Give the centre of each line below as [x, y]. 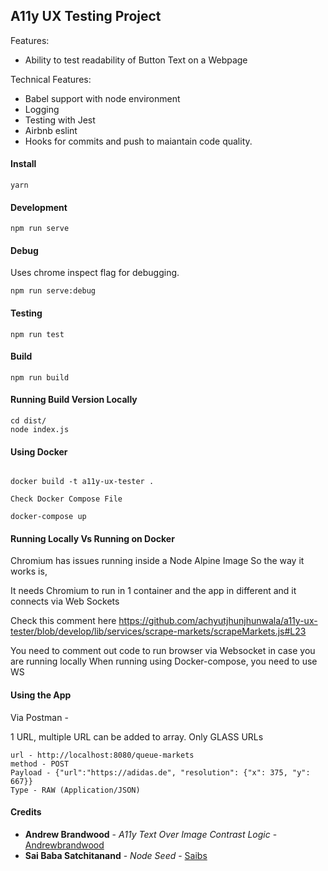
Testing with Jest [60, 120]
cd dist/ [28, 421]
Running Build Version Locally [74, 400]
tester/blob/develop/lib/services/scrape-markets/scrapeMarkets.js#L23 [158, 631]
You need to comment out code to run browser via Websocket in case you [163, 651]
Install [23, 164]
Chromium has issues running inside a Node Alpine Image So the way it [157, 561]
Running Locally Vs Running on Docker [92, 538]
